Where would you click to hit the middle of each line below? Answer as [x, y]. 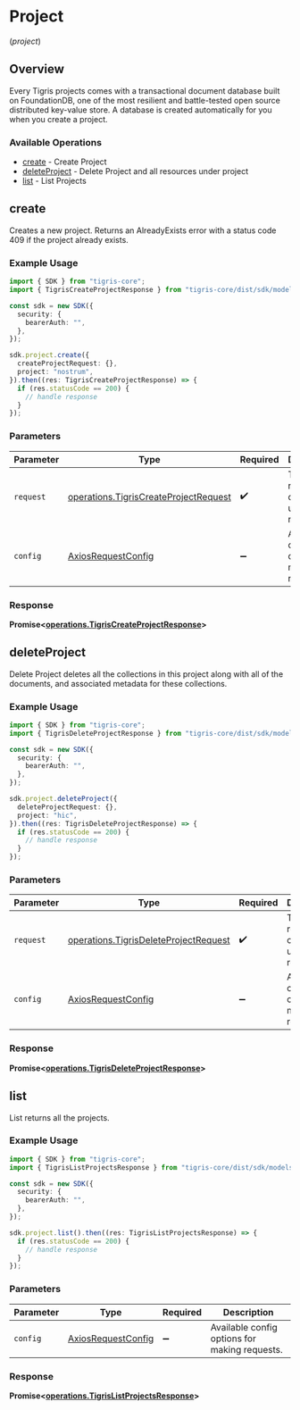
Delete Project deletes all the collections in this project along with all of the [146, 674]
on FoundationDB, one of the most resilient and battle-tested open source [145, 100]
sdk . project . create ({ [50, 355]
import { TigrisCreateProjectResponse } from [95, 290]
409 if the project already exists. [69, 239]
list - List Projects [54, 181]
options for [233, 1339]
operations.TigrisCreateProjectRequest [150, 496]
